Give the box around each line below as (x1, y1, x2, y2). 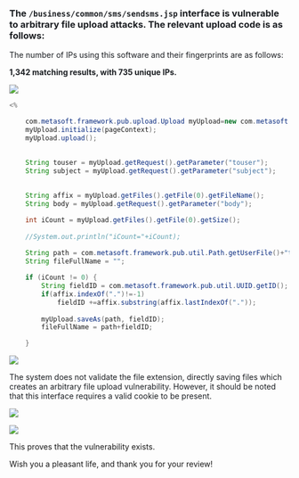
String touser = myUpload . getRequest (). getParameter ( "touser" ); (25, 158, 269, 167)
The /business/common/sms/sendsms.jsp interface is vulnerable (9, 7, 279, 20)
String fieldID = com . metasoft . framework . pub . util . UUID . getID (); (41, 282, 289, 291)
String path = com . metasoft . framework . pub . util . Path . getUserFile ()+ (25, 249, 285, 258)
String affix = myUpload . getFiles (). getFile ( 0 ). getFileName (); (25, 191, 265, 201)
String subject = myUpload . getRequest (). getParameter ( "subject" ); (25, 166, 277, 176)
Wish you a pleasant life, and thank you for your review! (9, 458, 214, 470)
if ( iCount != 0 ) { (25, 273, 98, 283)
